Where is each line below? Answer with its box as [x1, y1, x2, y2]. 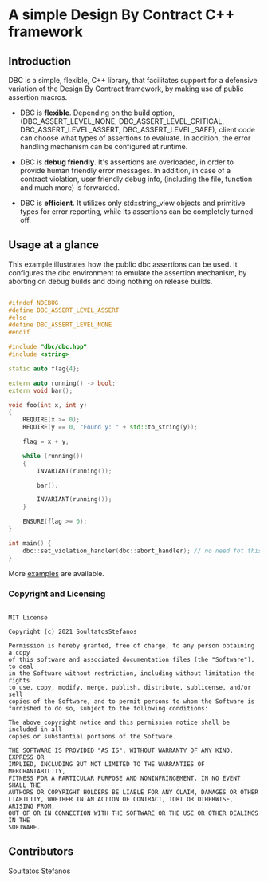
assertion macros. [8, 93, 68, 101]
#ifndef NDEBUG [8, 299, 59, 307]
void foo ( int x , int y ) [8, 401, 88, 409]
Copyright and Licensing [8, 588, 106, 599]
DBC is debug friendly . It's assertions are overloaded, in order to [19, 157, 234, 167]
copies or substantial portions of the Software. [8, 732, 177, 740]
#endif [8, 329, 30, 337]
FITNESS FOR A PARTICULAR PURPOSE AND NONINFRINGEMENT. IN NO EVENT [8, 774, 241, 782]
